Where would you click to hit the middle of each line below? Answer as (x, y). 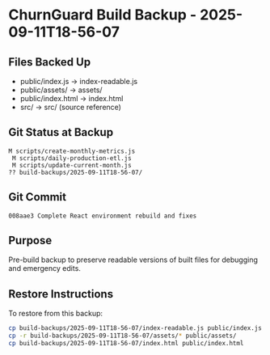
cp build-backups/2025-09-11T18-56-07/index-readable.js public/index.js (135, 328)
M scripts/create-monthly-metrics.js (72, 151)
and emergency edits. (44, 268)
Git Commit (38, 197)
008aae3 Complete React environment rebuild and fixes (103, 216)
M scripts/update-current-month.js (72, 165)
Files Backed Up (50, 62)
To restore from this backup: (56, 314)
